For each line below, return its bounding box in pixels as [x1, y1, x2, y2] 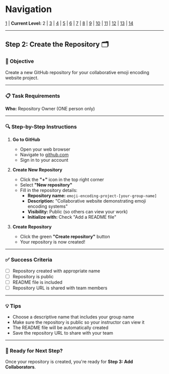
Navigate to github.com [20, 152, 69, 158]
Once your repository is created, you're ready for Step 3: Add [5, 359, 133, 365]
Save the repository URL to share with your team [12, 330, 113, 336]
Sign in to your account [20, 157, 68, 163]
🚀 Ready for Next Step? [5, 347, 63, 354]
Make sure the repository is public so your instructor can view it [12, 319, 145, 326]
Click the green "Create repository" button [20, 233, 110, 240]
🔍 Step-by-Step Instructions [5, 123, 77, 130]
